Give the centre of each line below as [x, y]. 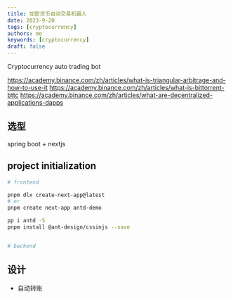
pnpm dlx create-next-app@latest [56, 195]
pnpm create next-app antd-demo [54, 208]
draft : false [26, 46]
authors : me [25, 33]
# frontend [23, 182]
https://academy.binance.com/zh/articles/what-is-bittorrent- [137, 88]
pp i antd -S [26, 221]
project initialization [52, 166]
